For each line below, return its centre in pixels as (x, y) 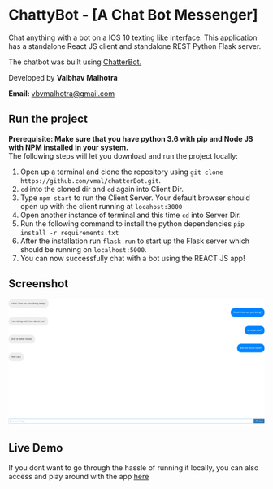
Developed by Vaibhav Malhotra (63, 77)
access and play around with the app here (79, 476)
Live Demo (36, 448)
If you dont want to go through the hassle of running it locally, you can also (134, 467)
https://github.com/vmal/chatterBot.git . (90, 180)
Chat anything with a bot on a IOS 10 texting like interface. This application (133, 37)
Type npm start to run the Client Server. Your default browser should (135, 198)
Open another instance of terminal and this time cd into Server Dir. (130, 215)
